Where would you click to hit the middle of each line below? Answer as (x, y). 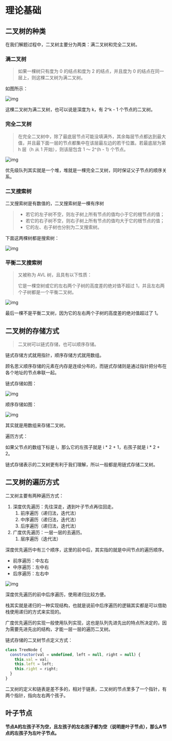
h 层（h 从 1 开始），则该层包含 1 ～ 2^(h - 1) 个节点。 (73, 149)
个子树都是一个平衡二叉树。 (47, 292)
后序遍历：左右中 (31, 573)
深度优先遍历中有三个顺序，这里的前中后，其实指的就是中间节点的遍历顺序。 (86, 550)
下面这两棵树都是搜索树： (32, 238)
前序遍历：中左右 (31, 560)
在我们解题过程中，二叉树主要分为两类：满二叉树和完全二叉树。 (72, 45)
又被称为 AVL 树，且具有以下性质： (55, 275)
